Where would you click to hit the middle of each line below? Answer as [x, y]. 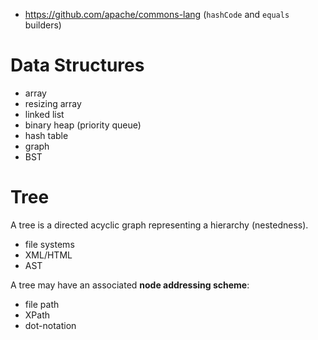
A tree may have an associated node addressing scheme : [130, 285]
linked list [44, 114]
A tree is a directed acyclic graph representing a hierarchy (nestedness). [159, 225]
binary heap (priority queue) [83, 125]
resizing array [53, 103]
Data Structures [77, 65]
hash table [46, 135]
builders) [43, 25]
